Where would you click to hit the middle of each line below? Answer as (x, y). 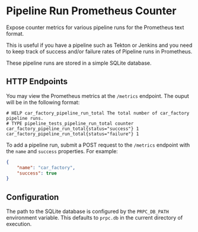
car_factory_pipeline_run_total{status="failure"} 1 (73, 134)
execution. (19, 224)
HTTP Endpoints (37, 82)
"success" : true (37, 173)
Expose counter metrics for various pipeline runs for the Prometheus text (95, 27)
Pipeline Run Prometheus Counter (91, 11)
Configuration (33, 197)
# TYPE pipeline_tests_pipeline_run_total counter (70, 123)
